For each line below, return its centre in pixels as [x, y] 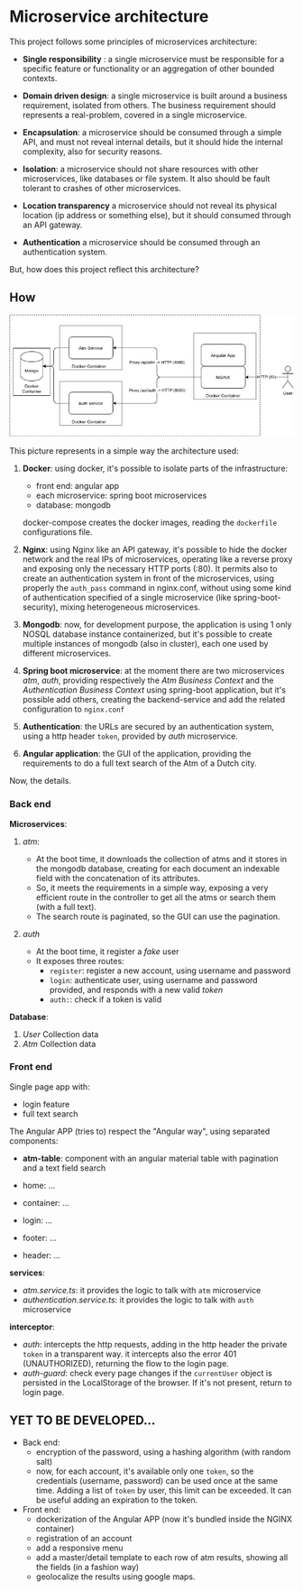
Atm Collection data [59, 1044]
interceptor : [32, 1327]
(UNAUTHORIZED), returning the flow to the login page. [126, 1363]
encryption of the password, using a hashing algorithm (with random [163, 1452]
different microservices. [67, 653]
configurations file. [57, 532]
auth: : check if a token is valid [106, 999]
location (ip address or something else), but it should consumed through [156, 215]
